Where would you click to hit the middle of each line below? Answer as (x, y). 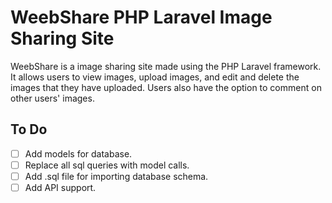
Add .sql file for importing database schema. (116, 176)
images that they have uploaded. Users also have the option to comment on (166, 87)
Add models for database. (78, 153)
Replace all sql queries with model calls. (107, 165)
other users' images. (52, 98)
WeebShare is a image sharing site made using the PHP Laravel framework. (166, 66)
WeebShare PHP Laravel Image (141, 17)
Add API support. (60, 187)
